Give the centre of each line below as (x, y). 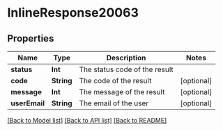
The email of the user (114, 103)
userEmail (28, 103)
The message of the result (122, 92)
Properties (31, 38)
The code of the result (115, 81)
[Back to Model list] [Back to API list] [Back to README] (87, 120)
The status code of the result (126, 69)
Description (126, 58)
